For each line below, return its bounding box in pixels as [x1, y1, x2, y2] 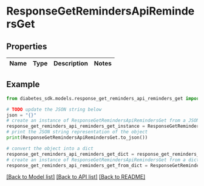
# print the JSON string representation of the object [6, 129, 148, 135]
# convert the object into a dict [6, 145, 94, 151]
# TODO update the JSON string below [6, 106, 102, 113]
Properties [6, 41, 47, 51]
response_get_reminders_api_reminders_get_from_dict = [6, 162, 148, 168]
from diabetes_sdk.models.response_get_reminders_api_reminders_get [6, 95, 183, 101]
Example [6, 79, 40, 90]
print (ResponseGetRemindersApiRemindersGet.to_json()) [6, 135, 148, 141]
